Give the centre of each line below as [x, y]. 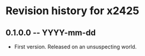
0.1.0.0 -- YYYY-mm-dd [51, 33]
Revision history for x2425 [72, 11]
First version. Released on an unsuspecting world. [75, 47]
